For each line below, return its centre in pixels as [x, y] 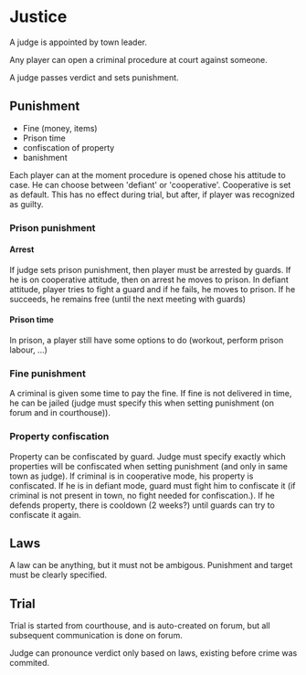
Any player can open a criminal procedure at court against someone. [138, 59]
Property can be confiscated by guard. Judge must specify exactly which [148, 456]
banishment [45, 157]
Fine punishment [48, 374]
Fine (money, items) [60, 128]
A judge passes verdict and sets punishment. [95, 77]
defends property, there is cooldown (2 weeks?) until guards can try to [142, 505]
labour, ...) [29, 350]
